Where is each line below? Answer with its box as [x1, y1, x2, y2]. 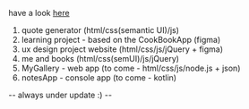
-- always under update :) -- [8, 89, 113, 100]
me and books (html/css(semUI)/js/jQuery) [21, 54, 180, 63]
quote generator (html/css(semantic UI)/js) [21, 25, 180, 35]
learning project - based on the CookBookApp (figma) [21, 35, 221, 45]
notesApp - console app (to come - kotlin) [21, 72, 176, 83]
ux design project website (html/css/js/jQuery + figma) [21, 44, 224, 54]
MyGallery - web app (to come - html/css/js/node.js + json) [21, 63, 241, 73]
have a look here [8, 8, 70, 18]
